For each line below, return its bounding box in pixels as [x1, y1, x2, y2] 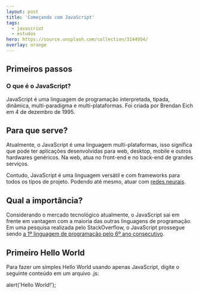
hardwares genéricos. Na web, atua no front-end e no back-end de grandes [6, 154, 193, 161]
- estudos [11, 31, 36, 37]
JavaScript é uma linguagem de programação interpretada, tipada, [6, 95, 170, 103]
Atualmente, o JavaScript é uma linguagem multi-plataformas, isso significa [6, 141, 192, 148]
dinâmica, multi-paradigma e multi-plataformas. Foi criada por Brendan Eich [6, 102, 193, 109]
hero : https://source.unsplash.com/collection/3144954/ [6, 36, 148, 42]
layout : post [6, 8, 39, 15]
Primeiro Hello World [6, 247, 85, 258]
